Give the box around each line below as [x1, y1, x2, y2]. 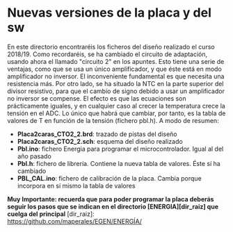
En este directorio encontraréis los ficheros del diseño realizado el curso [7, 42, 215, 51]
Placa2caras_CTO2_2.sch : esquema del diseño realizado [17, 137, 183, 145]
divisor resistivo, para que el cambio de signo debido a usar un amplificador [7, 87, 225, 95]
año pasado [17, 151, 52, 160]
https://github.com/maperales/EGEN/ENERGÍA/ [7, 217, 143, 225]
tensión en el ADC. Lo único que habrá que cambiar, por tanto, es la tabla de [7, 109, 226, 117]
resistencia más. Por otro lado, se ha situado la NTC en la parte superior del [7, 79, 224, 88]
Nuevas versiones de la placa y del [7, 5, 212, 21]
